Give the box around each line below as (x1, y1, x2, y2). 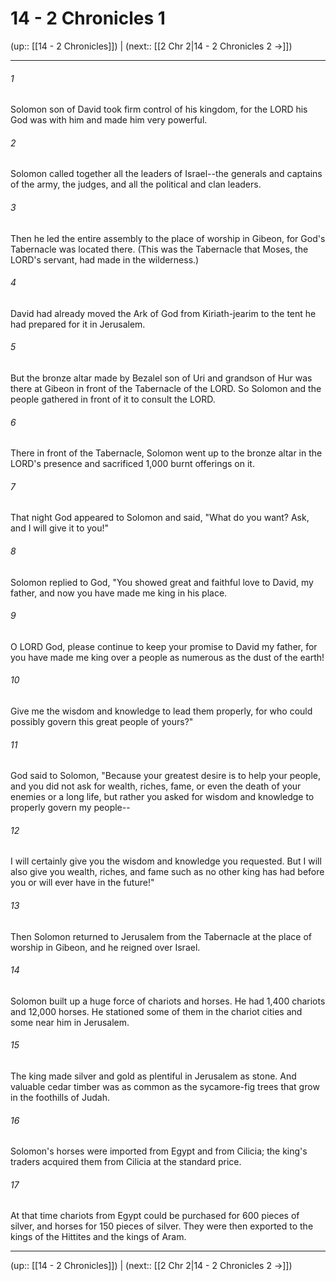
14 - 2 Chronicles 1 (10, 7, 166, 30)
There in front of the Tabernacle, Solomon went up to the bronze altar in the (10, 447, 323, 459)
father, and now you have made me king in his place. (10, 587, 228, 599)
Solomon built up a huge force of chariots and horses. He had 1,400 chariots (10, 995, 326, 1007)
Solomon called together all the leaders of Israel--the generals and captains (10, 168, 323, 180)
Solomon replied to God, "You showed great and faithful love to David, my (10, 576, 314, 588)
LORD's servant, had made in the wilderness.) (10, 253, 200, 266)
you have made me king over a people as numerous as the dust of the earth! (10, 651, 325, 663)
